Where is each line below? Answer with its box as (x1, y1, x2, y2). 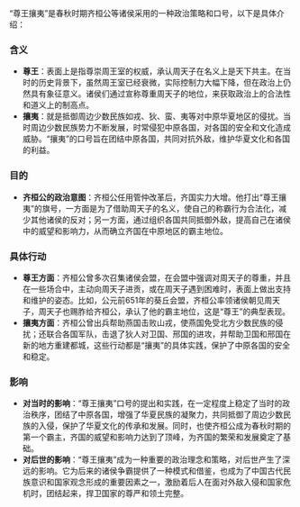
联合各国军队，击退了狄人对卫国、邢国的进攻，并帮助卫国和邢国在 (46, 328, 291, 340)
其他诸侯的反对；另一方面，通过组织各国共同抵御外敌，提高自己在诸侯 (30, 214, 291, 225)
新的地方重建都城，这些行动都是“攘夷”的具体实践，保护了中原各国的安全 (22, 340, 291, 350)
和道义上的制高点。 (22, 100, 95, 111)
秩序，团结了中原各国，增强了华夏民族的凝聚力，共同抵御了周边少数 (30, 409, 284, 421)
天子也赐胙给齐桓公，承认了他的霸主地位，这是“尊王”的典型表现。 (46, 305, 291, 317)
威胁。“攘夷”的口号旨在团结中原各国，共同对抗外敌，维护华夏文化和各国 (22, 133, 291, 144)
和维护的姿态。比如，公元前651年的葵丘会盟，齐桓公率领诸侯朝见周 (22, 294, 273, 305)
